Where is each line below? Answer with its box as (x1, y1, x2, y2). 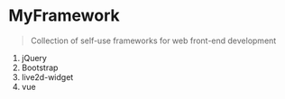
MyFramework (8, 5, 120, 26)
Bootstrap (21, 62, 59, 73)
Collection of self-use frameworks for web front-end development (30, 35, 277, 46)
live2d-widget (21, 71, 74, 82)
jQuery (21, 52, 47, 63)
